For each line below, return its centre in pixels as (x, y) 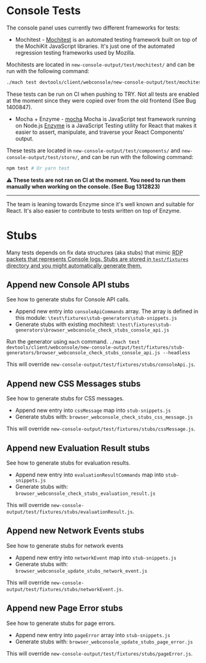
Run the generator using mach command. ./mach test (73, 342)
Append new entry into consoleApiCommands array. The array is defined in (107, 311)
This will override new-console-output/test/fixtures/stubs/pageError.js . (100, 653)
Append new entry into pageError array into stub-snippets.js (93, 635)
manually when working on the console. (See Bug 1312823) (83, 186)
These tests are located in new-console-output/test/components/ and (93, 150)
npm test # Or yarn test (38, 168)
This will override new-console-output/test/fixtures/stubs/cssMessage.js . (101, 429)
